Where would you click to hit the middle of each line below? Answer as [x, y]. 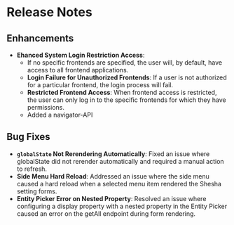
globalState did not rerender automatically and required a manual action [121, 161]
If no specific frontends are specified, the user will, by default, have [124, 63]
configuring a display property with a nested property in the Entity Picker [122, 206]
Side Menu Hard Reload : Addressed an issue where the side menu [113, 176]
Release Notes [49, 12]
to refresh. [32, 169]
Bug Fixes [28, 137]
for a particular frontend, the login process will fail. [100, 85]
